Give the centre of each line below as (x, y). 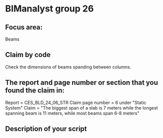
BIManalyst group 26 (49, 9)
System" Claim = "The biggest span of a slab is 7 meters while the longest (82, 107)
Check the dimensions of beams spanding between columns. (68, 67)
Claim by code (28, 55)
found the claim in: (35, 90)
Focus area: (24, 27)
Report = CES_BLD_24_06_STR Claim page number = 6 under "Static (76, 102)
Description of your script (46, 129)
